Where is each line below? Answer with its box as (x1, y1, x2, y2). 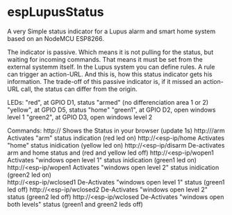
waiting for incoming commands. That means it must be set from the (7, 55, 203, 63)
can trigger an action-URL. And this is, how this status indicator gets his (7, 70, 213, 78)
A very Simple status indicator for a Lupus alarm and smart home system (7, 27, 216, 35)
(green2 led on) (7, 171, 52, 179)
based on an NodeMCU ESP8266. (7, 34, 104, 42)
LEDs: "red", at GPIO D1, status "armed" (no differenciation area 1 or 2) (7, 98, 209, 106)
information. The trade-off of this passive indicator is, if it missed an (7, 77, 202, 85)
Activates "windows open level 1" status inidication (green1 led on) (7, 155, 197, 164)
